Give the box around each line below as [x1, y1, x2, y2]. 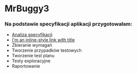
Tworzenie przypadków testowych [11, 47, 82, 53]
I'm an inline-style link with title [11, 37, 75, 43]
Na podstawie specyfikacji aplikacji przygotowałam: [4, 21, 133, 28]
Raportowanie [11, 63, 40, 69]
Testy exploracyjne [11, 58, 51, 64]
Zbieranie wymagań [11, 42, 52, 48]
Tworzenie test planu [11, 53, 55, 59]
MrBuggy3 [4, 3, 50, 14]
